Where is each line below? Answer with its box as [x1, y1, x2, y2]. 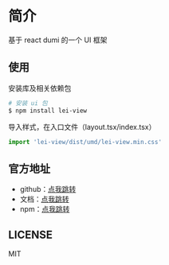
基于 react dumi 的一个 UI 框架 [8, 35, 108, 45]
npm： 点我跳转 [19, 205, 70, 214]
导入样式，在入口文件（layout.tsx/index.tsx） [8, 122, 156, 131]
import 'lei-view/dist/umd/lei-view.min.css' [8, 138, 162, 146]
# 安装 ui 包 [8, 99, 48, 107]
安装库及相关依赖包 [8, 83, 72, 92]
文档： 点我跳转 [19, 194, 69, 204]
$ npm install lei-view [8, 107, 88, 115]
